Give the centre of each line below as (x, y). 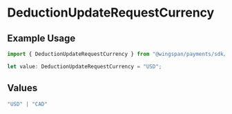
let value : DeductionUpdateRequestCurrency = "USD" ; (85, 66)
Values (22, 88)
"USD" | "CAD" (28, 104)
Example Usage (41, 38)
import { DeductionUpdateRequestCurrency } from (78, 54)
